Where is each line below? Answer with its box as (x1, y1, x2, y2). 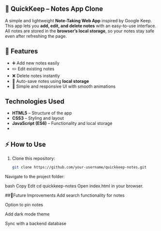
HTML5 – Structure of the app (12, 110, 72, 116)
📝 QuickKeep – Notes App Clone (5, 5, 103, 13)
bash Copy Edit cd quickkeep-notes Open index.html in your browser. (5, 183, 144, 189)
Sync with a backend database (5, 221, 67, 227)
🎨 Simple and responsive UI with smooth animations (12, 83, 116, 89)
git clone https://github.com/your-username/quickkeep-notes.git (12, 165, 146, 170)
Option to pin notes (5, 202, 44, 208)
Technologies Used (5, 97, 64, 106)
